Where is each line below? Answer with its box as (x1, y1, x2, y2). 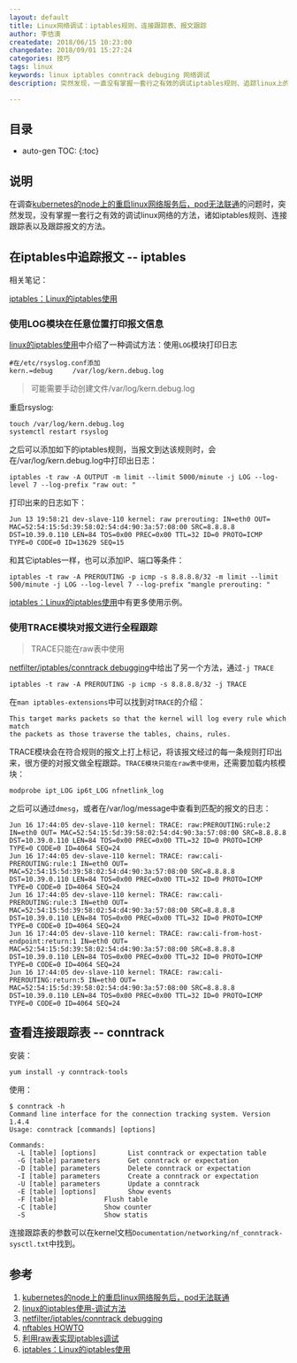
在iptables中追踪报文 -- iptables (9, 249, 187, 264)
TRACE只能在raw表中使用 (30, 643, 126, 654)
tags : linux (9, 63, 53, 72)
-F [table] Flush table (17, 1196, 148, 1204)
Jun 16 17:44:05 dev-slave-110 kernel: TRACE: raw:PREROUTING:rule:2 (9, 821, 271, 829)
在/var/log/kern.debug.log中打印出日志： (9, 456, 157, 466)
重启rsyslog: (9, 402, 55, 413)
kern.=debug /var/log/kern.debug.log (9, 367, 164, 376)
